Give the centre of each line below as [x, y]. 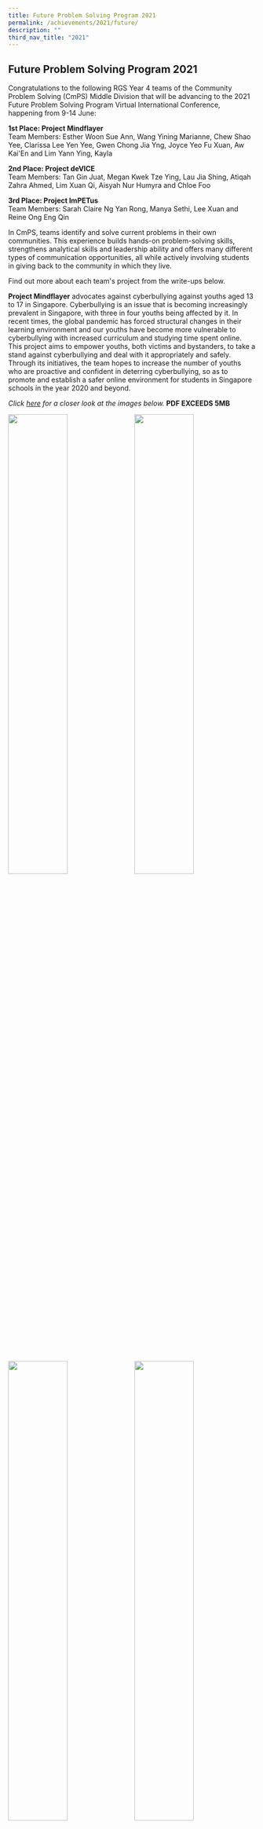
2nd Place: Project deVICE [52, 169]
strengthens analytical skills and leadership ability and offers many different [130, 249]
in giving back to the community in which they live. [90, 266]
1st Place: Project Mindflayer [56, 128]
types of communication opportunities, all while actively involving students [129, 258]
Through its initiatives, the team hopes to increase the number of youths [125, 363]
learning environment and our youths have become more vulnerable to [122, 330]
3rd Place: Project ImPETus [53, 200]
